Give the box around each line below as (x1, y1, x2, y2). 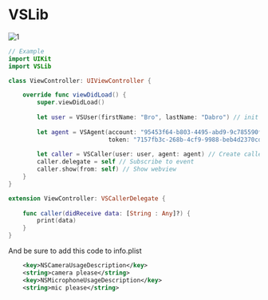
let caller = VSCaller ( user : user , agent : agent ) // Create (37, 150, 241, 159)
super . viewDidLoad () (37, 98, 105, 107)
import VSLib (8, 62, 52, 70)
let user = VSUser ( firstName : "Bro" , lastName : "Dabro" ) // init (37, 113, 259, 121)
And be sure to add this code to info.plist (8, 246, 142, 256)
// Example (8, 47, 45, 55)
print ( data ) (37, 217, 77, 225)
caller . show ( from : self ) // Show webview (37, 165, 177, 173)
